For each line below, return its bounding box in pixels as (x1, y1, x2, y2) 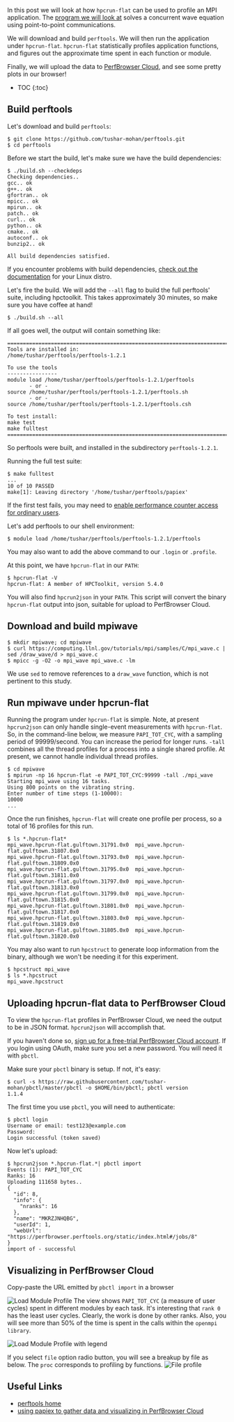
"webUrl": (13, 1228, 42, 1235)
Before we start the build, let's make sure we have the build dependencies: (7, 153, 221, 162)
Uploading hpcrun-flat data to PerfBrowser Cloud (7, 997, 226, 1009)
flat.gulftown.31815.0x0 (7, 897, 79, 904)
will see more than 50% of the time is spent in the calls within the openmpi (7, 1319, 218, 1327)
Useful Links (7, 1381, 63, 1393)
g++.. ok (7, 185, 33, 192)
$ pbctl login (7, 1116, 49, 1124)
